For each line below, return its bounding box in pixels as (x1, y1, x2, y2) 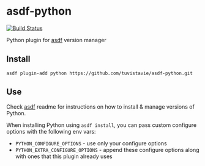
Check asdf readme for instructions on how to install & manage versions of (6, 103, 195, 110)
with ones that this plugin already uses (15, 153, 113, 160)
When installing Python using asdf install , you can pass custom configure (6, 121, 197, 129)
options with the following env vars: (6, 128, 96, 135)
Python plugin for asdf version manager (6, 36, 106, 43)
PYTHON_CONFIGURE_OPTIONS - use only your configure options (15, 139, 167, 147)
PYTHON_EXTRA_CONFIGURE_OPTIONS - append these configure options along (15, 146, 200, 153)
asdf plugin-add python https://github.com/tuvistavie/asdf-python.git (6, 70, 193, 76)
